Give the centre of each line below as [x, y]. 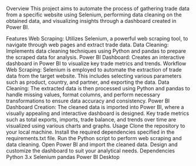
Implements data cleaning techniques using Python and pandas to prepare [96, 51]
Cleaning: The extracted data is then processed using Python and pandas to [98, 88]
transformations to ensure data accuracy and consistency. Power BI [88, 101]
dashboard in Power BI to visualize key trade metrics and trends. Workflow [96, 63]
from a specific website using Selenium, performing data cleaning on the [94, 15]
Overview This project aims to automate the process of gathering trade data [98, 9]
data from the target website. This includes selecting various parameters [94, 76]
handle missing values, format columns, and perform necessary [83, 94]
